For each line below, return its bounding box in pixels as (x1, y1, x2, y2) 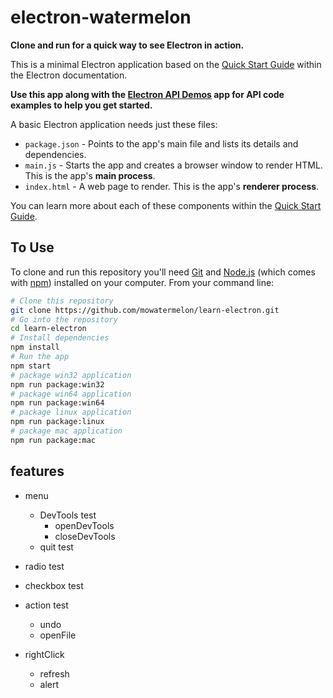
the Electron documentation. (10, 69, 128, 81)
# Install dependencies (10, 333, 110, 343)
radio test (24, 560, 65, 572)
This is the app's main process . (24, 169, 156, 181)
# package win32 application (10, 370, 132, 380)
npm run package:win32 (10, 379, 105, 390)
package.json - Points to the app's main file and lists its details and (24, 137, 299, 150)
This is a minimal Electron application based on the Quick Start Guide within (10, 58, 322, 70)
